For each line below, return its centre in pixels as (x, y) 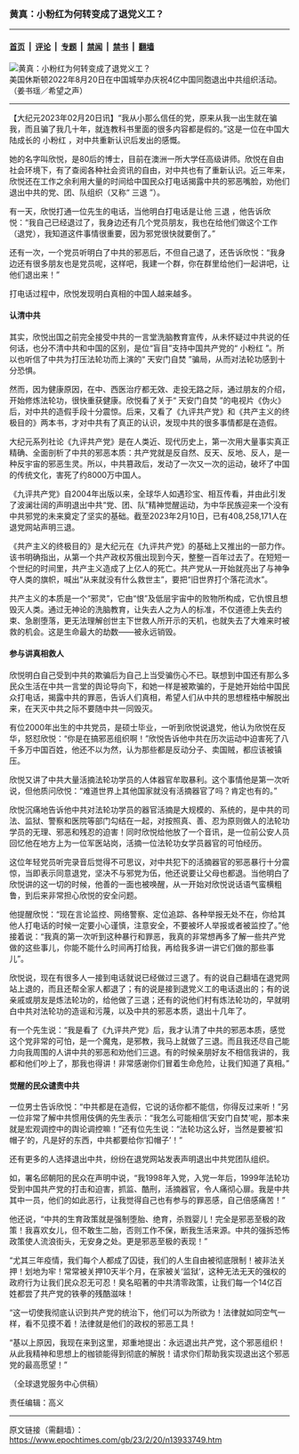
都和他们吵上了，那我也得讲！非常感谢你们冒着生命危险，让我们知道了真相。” (149, 1063)
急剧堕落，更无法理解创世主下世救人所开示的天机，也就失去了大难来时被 (157, 620)
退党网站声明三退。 (44, 527)
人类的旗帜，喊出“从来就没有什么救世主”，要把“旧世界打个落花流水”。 (145, 579)
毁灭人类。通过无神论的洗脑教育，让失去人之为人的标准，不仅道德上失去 (141, 609)
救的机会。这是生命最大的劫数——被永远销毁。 (95, 631)
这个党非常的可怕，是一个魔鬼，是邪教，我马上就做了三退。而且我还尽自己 (145, 1041)
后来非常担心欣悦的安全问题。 (87, 895)
